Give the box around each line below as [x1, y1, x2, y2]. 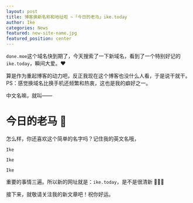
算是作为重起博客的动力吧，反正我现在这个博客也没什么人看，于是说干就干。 [6, 73, 191, 79]
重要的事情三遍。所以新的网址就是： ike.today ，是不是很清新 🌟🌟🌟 [6, 178, 164, 185]
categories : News [6, 25, 49, 31]
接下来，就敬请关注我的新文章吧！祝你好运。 [6, 191, 114, 198]
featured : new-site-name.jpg [6, 30, 77, 36]
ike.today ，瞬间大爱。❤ [6, 60, 66, 67]
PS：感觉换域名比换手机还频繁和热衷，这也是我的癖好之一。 [6, 80, 151, 87]
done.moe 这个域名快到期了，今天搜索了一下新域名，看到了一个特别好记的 [6, 53, 181, 59]
